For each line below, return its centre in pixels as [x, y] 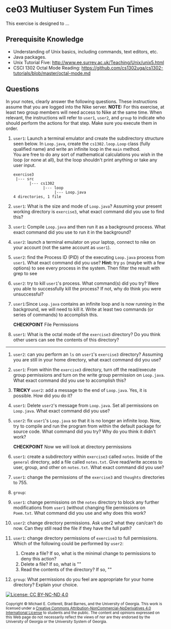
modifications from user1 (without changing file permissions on [79, 507]
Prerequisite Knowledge [45, 39]
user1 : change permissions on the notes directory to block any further [86, 502]
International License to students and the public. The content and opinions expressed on [83, 613]
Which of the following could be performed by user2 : [68, 543]
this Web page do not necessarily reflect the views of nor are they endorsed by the [78, 617]
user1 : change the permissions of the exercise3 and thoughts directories [89, 477]
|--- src [25, 179]
